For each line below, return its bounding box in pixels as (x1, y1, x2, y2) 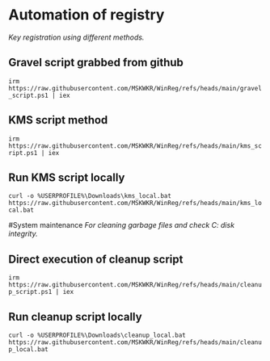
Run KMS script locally (8, 170, 125, 184)
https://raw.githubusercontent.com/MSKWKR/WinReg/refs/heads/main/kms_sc (8, 141, 263, 150)
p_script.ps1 (8, 288, 53, 296)
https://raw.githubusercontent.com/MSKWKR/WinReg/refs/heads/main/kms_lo (8, 199, 263, 208)
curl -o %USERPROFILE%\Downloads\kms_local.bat (8, 192, 172, 200)
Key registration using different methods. (8, 32, 145, 42)
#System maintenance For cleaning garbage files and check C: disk (8, 220, 235, 230)
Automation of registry (8, 6, 165, 24)
